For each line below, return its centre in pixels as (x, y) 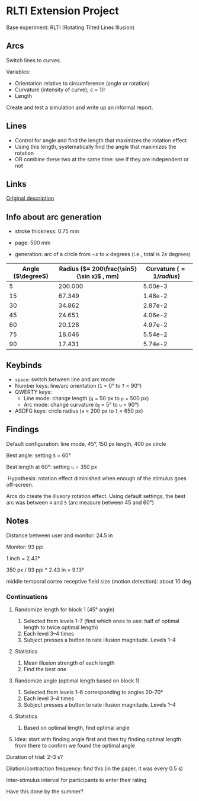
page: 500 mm (33, 243)
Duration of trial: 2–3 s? (35, 757)
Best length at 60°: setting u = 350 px (52, 467)
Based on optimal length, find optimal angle (76, 727)
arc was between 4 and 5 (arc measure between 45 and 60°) (80, 502)
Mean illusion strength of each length (69, 663)
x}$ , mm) (105, 276)
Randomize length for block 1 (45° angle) (65, 609)
